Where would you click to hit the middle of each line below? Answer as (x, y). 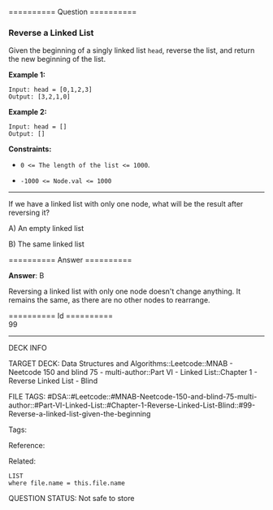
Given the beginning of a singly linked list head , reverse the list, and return (132, 50)
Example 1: (27, 75)
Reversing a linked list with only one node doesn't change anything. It (125, 291)
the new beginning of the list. (57, 59)
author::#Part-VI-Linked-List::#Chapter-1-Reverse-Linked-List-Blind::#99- (132, 405)
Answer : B (26, 276)
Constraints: (30, 149)
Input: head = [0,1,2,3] (50, 90)
